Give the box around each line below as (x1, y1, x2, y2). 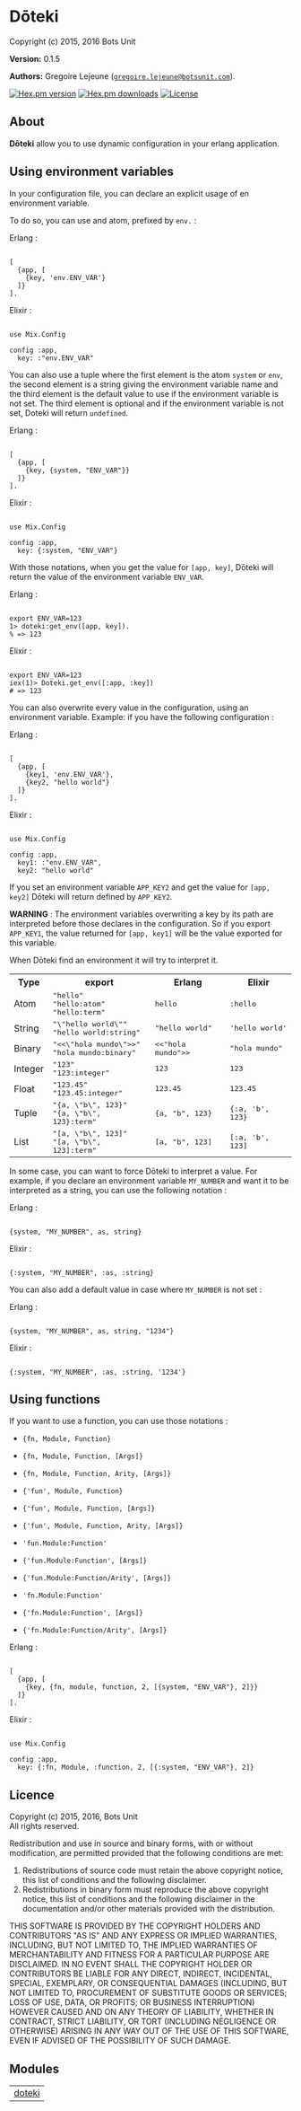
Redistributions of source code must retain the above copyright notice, (21, 1865, 284, 1876)
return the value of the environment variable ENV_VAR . (9, 571, 204, 582)
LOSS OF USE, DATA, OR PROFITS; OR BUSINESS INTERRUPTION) (9, 1997, 255, 2008)
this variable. (9, 937, 57, 948)
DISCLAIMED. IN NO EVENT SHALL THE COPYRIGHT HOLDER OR (9, 1959, 253, 1970)
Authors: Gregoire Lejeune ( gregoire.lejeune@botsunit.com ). (9, 70, 236, 82)
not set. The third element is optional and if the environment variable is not (9, 398, 284, 409)
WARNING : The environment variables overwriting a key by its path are (9, 909, 274, 919)
